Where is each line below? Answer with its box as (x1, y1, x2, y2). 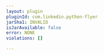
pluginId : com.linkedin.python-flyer (6, 14, 98, 20)
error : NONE (6, 30, 35, 36)
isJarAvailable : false (6, 24, 61, 31)
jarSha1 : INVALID (6, 19, 48, 25)
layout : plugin (6, 8, 43, 14)
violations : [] (6, 35, 43, 41)
